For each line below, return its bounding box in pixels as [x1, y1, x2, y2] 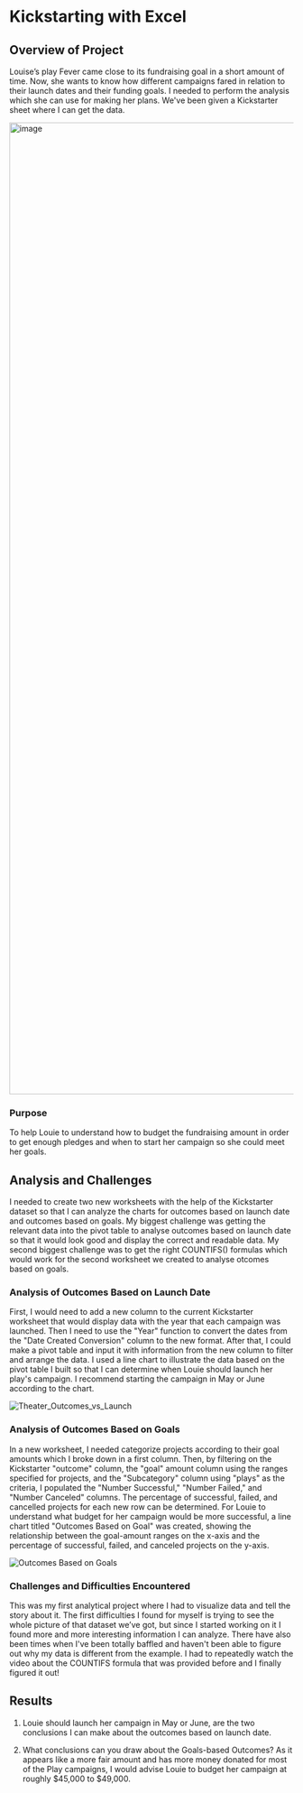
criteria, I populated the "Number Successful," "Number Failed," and [9, 1482, 262, 1493]
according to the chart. [9, 1383, 95, 1394]
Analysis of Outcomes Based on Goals [9, 1423, 180, 1436]
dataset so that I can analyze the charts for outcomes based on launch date [9, 1206, 290, 1217]
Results [9, 1694, 53, 1709]
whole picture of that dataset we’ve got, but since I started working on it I [9, 1620, 281, 1630]
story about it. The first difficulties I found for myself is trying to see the [9, 1610, 275, 1621]
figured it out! [9, 1668, 60, 1677]
